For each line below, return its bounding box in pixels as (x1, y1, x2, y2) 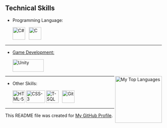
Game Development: (12, 49, 55, 55)
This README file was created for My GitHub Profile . (5, 112, 113, 119)
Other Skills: (12, 80, 37, 86)
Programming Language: (12, 17, 64, 23)
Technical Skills (5, 4, 55, 12)
